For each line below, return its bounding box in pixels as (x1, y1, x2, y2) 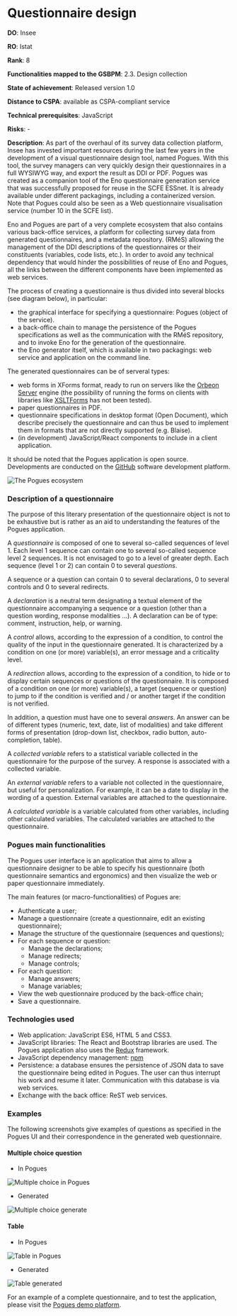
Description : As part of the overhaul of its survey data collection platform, (7, 138, 224, 147)
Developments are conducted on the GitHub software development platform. (7, 462, 231, 471)
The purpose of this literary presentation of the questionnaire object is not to (7, 510, 231, 519)
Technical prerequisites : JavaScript (7, 111, 113, 119)
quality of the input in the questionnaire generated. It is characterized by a (7, 640, 224, 649)
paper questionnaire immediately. (7, 879, 105, 887)
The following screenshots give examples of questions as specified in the (7, 1125, 221, 1134)
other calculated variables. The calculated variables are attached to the (7, 815, 215, 823)
